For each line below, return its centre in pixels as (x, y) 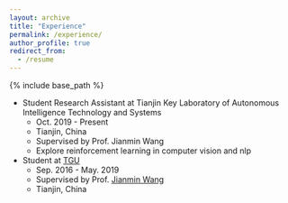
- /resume (36, 60)
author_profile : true (50, 43)
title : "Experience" (48, 26)
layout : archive (40, 18)
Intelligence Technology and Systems (92, 112)
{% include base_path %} (57, 85)
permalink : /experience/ (56, 34)
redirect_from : (38, 51)
